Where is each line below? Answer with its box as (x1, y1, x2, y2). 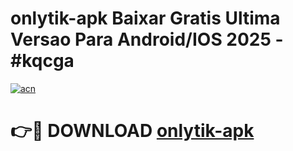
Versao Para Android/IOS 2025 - (10, 28, 284, 51)
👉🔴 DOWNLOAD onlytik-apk (10, 120, 255, 142)
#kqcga (10, 50, 75, 72)
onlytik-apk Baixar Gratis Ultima (10, 7, 281, 30)
